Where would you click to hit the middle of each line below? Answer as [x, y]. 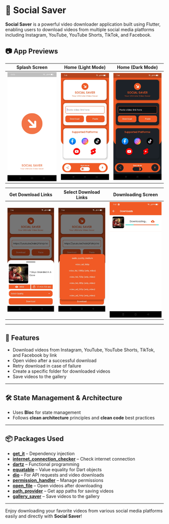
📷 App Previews [32, 52]
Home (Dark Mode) [138, 67]
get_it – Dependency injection [44, 453]
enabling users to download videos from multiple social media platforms [80, 29]
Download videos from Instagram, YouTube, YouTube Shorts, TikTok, [83, 350]
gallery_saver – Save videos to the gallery [56, 496]
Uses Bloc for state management [47, 412]
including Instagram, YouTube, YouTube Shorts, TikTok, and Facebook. [78, 35]
